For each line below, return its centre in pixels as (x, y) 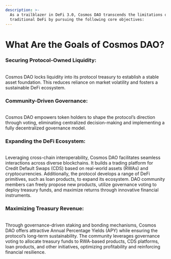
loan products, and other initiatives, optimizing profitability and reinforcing (83, 246)
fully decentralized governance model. (46, 128)
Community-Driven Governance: (47, 101)
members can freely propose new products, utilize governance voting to (81, 185)
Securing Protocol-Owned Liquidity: (51, 60)
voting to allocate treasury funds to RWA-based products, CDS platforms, (82, 241)
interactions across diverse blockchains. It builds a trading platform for (79, 163)
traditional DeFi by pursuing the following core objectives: (77, 19)
